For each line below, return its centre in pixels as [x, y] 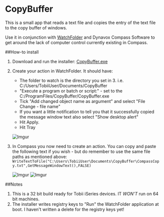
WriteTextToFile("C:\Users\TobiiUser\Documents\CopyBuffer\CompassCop [86, 161]
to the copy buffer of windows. [36, 27]
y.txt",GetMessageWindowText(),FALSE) [52, 166]
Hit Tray [27, 127]
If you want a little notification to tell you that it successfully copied [87, 112]
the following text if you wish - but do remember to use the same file [81, 151]
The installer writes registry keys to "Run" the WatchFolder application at [85, 204]
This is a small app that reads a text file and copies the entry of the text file [80, 23]
